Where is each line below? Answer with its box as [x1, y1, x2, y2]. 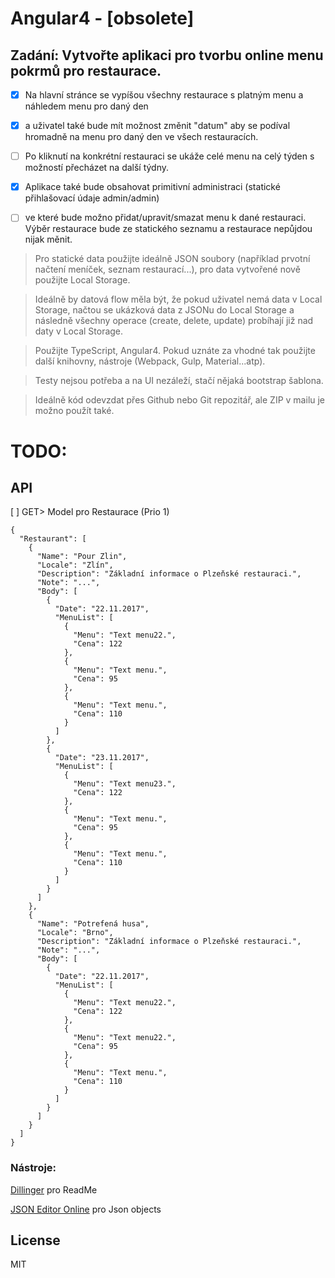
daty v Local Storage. [34, 325, 124, 337]
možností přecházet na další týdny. [24, 162, 170, 174]
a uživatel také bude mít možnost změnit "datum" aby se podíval [24, 120, 291, 132]
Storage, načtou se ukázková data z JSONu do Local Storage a [34, 304, 295, 316]
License [10, 1232, 61, 1249]
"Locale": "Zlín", [36, 560, 114, 571]
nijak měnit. [24, 233, 73, 246]
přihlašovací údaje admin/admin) [24, 192, 160, 204]
